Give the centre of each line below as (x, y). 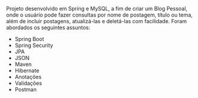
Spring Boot (29, 39)
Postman (26, 89)
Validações (28, 83)
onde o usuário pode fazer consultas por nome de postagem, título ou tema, (100, 15)
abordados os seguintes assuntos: (48, 27)
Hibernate (27, 70)
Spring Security (34, 45)
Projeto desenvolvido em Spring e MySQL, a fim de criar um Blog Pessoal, (97, 9)
